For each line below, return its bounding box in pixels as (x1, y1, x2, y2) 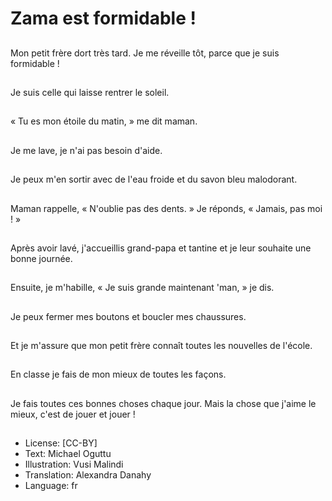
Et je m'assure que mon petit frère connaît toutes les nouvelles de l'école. (10, 340, 313, 352)
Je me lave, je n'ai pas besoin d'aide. (10, 144, 163, 156)
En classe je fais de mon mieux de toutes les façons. (10, 368, 227, 381)
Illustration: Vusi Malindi (24, 458, 124, 471)
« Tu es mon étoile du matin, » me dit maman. (10, 115, 198, 127)
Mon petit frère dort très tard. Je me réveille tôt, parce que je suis (10, 47, 280, 59)
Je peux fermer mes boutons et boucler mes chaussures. (10, 310, 247, 322)
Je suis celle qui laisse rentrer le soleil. (10, 86, 170, 98)
